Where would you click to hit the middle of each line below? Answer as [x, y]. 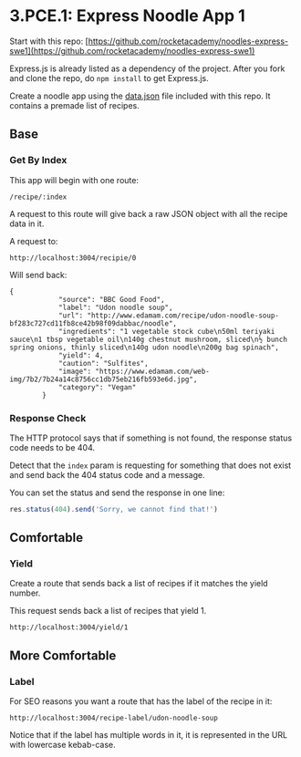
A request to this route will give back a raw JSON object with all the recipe [149, 213]
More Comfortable [63, 655]
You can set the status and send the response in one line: [117, 493]
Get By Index [38, 161]
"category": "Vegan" [97, 387]
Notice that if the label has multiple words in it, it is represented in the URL [149, 735]
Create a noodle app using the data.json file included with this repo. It [140, 96]
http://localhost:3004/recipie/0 [73, 258]
